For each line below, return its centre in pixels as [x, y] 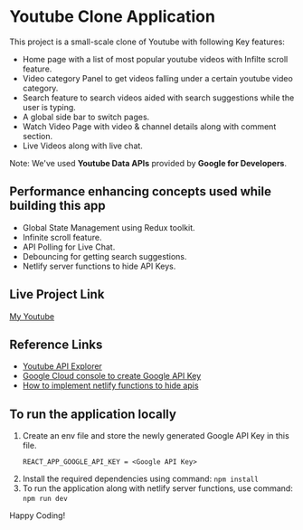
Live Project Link [57, 294]
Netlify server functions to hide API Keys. [99, 266]
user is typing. [49, 107]
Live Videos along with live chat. [82, 146]
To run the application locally [93, 414]
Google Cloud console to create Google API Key [112, 376]
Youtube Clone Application [112, 17]
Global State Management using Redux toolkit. [109, 227]
